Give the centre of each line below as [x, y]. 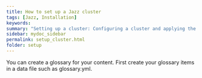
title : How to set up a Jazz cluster [54, 12]
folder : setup [24, 46]
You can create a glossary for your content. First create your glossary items [100, 62]
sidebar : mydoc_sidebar [36, 34]
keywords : [19, 23]
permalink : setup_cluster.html [46, 40]
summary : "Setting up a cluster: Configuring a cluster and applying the [101, 28]
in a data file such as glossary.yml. [49, 68]
